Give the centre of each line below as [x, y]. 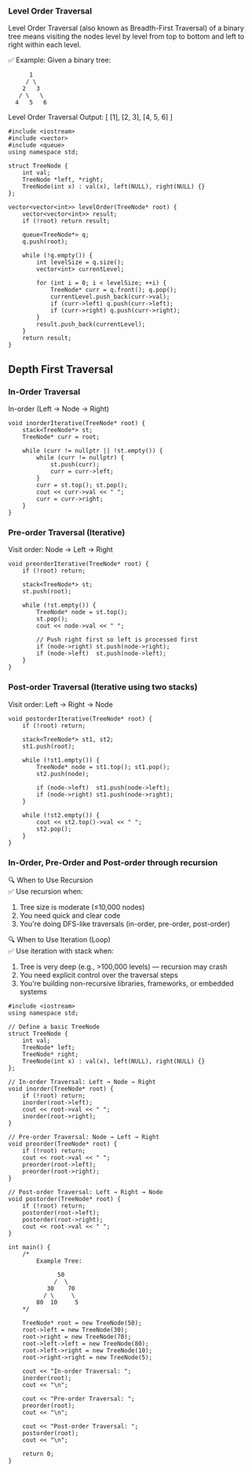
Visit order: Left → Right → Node [61, 704]
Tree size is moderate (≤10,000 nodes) [82, 907]
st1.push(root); [49, 746]
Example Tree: [59, 1261]
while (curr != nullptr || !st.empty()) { [93, 450]
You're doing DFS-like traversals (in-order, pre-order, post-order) [125, 923]
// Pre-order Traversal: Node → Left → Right [84, 1137]
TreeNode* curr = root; [61, 437]
